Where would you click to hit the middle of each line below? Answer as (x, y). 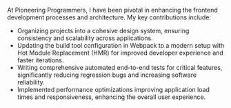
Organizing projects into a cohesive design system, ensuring (103, 31)
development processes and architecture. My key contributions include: (109, 17)
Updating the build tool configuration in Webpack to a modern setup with (121, 45)
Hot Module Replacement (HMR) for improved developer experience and (120, 53)
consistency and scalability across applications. (85, 38)
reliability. (31, 82)
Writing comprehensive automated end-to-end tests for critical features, (120, 67)
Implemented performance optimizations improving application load (113, 90)
